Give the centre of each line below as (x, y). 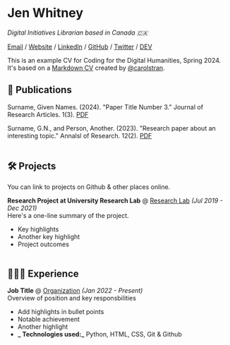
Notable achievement (48, 320)
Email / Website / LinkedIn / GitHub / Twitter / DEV (80, 47)
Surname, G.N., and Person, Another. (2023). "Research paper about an (112, 128)
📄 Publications (40, 90)
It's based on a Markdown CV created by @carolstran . (86, 68)
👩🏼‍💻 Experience (43, 273)
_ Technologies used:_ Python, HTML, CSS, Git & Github (99, 334)
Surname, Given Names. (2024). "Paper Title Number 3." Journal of (105, 107)
